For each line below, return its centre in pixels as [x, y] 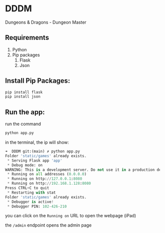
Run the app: [25, 112]
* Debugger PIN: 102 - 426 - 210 [37, 206]
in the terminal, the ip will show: [37, 142]
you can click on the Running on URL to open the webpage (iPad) [71, 216]
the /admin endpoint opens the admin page [48, 225]
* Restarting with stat [31, 193]
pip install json [23, 97]
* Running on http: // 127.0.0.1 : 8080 [45, 179]
